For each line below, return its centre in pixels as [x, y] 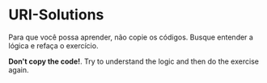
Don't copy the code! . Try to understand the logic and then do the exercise [133, 61]
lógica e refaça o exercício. [53, 45]
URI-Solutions [56, 15]
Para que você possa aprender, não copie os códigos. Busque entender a [131, 37]
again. [19, 69]
